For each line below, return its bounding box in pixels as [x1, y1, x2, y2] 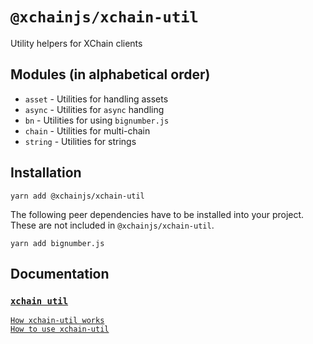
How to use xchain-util [10, 324, 110, 335]
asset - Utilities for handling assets [24, 93, 169, 105]
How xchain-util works [10, 316, 105, 326]
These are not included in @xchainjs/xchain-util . [10, 219, 215, 231]
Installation [10, 164, 82, 182]
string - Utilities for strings [24, 135, 137, 147]
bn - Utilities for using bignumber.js [24, 114, 170, 126]
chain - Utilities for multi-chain [24, 124, 151, 137]
